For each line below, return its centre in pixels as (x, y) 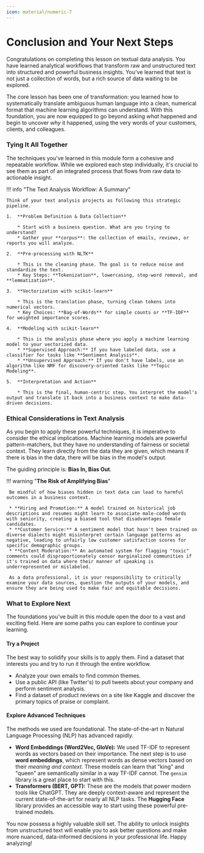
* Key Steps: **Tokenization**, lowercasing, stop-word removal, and (107, 275)
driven (15, 403)
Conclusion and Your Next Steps (90, 42)
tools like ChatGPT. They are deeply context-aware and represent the (102, 792)
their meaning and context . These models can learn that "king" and (100, 766)
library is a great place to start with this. (65, 779)
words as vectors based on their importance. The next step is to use (101, 754)
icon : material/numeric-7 (39, 12)
